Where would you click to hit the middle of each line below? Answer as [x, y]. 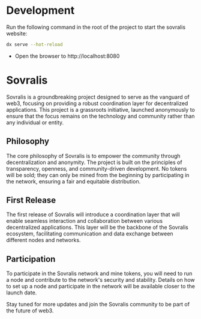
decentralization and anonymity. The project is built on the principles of [94, 162]
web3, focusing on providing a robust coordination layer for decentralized [97, 103]
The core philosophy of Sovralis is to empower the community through [94, 156]
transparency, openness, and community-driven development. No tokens [97, 168]
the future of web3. [30, 311]
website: [17, 33]
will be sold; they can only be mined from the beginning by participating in [98, 175]
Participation [31, 259]
